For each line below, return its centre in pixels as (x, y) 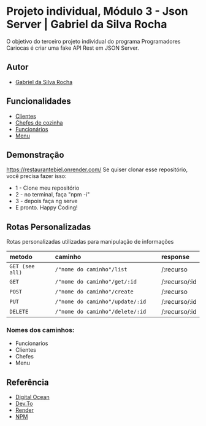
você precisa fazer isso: (36, 176)
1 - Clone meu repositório (47, 188)
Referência (28, 382)
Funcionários (32, 129)
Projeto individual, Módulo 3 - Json (97, 11)
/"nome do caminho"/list (91, 269)
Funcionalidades (39, 102)
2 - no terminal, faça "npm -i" (52, 195)
